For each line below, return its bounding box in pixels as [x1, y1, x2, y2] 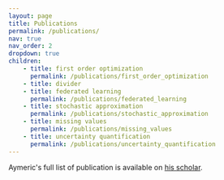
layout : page [8, 11, 53, 20]
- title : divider [23, 79, 82, 88]
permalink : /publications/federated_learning [29, 95, 187, 103]
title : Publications [8, 19, 79, 28]
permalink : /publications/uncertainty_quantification [29, 139, 217, 148]
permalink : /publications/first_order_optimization [29, 72, 209, 80]
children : [8, 58, 42, 66]
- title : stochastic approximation [23, 102, 144, 110]
